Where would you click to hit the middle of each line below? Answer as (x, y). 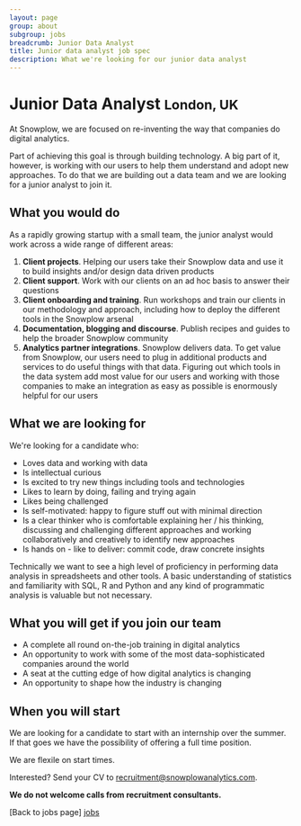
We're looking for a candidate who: (74, 445)
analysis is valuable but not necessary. (81, 595)
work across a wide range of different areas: (91, 244)
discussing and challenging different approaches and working (137, 530)
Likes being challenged (65, 501)
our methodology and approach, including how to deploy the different (151, 309)
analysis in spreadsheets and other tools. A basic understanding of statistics (150, 576)
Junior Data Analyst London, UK (124, 104)
